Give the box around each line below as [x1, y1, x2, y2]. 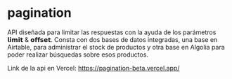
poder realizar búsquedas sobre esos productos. [7, 50, 149, 59]
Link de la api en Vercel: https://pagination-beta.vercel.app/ [7, 64, 180, 72]
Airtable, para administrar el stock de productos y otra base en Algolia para [7, 43, 225, 51]
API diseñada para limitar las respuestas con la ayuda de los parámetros [7, 28, 217, 36]
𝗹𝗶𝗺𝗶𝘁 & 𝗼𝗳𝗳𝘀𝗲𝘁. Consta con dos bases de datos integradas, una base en [7, 35, 218, 43]
